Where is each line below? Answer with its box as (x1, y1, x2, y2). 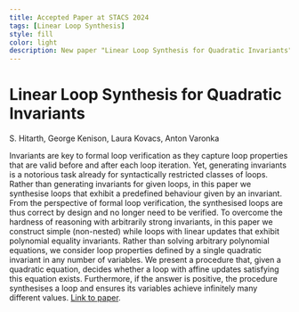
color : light (9, 37, 58, 47)
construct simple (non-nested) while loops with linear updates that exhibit (9, 226, 280, 237)
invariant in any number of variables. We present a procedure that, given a (9, 255, 282, 266)
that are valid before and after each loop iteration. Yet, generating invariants (9, 160, 287, 170)
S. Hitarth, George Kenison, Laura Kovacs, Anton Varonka (9, 133, 220, 144)
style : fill (9, 29, 53, 38)
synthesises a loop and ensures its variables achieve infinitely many (9, 283, 258, 294)
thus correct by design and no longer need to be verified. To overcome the (9, 207, 283, 218)
